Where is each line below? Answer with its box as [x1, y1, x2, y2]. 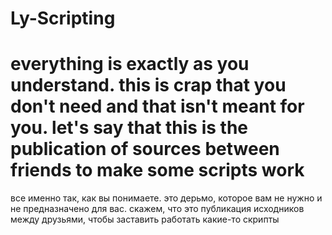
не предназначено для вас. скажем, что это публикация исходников [10, 203, 305, 215]
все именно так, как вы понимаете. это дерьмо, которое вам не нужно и [10, 192, 323, 204]
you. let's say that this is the [10, 117, 249, 139]
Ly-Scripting [10, 7, 116, 30]
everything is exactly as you [10, 53, 250, 76]
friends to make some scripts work [10, 159, 305, 182]
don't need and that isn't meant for [10, 95, 305, 118]
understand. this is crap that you [10, 74, 287, 97]
